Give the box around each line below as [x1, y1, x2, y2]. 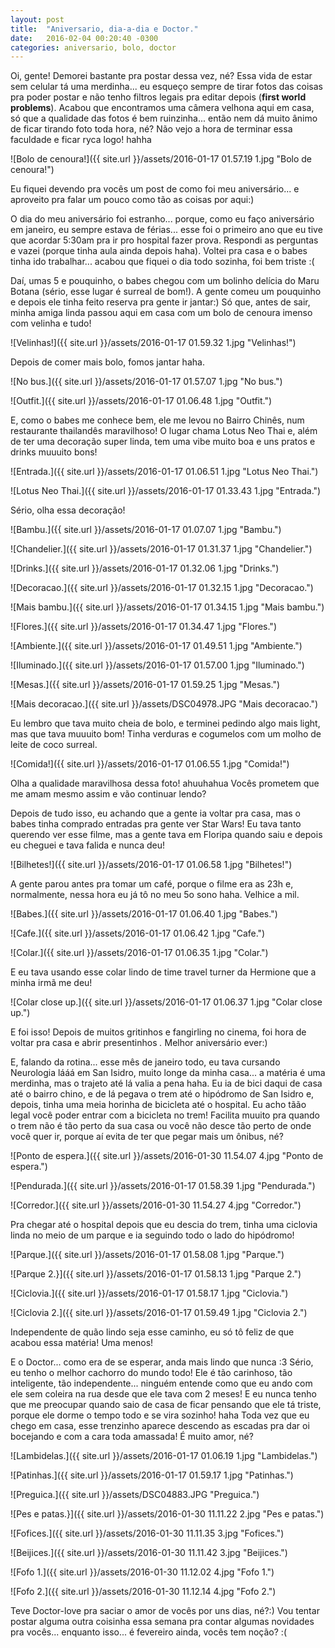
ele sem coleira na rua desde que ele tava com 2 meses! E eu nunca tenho [10, 1388, 317, 1400]
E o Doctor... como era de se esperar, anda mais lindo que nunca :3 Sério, [10, 1356, 314, 1368]
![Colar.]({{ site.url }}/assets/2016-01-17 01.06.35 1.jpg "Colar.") [10, 947, 269, 959]
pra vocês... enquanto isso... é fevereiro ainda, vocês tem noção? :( [10, 1626, 287, 1638]
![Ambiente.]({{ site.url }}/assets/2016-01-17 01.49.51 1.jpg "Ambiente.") [10, 640, 303, 652]
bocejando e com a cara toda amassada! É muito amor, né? [10, 1431, 254, 1443]
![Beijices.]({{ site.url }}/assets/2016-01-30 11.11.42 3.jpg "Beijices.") [10, 1547, 288, 1559]
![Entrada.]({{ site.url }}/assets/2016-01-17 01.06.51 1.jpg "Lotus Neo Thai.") [10, 466, 319, 478]
